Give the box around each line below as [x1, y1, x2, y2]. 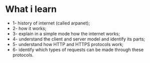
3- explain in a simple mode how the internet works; [12, 30, 120, 36]
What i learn [5, 3, 57, 15]
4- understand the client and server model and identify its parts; [12, 36, 145, 42]
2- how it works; [12, 25, 47, 31]
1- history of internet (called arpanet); [12, 20, 90, 26]
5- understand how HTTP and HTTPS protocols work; [12, 41, 124, 47]
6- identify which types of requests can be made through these [12, 46, 144, 52]
